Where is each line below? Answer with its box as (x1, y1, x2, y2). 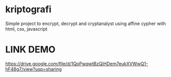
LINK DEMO (5, 44, 56, 56)
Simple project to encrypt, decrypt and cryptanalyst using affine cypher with (5, 20, 166, 27)
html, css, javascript (5, 25, 47, 32)
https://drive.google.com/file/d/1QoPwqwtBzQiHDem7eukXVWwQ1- (5, 60, 148, 67)
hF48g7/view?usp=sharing (5, 66, 62, 72)
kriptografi (5, 4, 52, 15)
